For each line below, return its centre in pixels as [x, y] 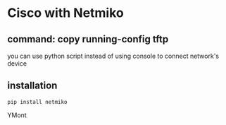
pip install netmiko [38, 102]
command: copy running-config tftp [88, 39]
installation [32, 86]
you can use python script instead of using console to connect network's [113, 56]
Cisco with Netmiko [66, 13]
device [17, 64]
